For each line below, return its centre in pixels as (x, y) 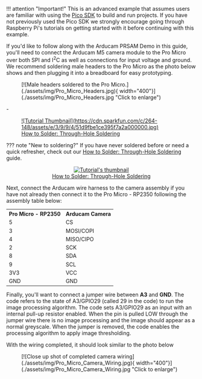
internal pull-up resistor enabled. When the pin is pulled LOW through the (97, 314)
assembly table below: (34, 200)
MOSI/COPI (80, 231)
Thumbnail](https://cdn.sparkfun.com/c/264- (101, 121)
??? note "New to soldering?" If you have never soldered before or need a (98, 145)
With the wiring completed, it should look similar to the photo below (90, 345)
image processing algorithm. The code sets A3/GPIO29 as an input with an (99, 307)
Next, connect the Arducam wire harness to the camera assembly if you (96, 188)
